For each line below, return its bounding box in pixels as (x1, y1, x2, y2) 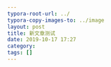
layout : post (7, 23, 45, 30)
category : (7, 43, 36, 50)
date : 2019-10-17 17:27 (7, 36, 77, 43)
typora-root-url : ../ (7, 10, 71, 17)
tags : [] (7, 50, 33, 57)
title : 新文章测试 (7, 29, 56, 37)
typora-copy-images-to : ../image (7, 17, 105, 24)
